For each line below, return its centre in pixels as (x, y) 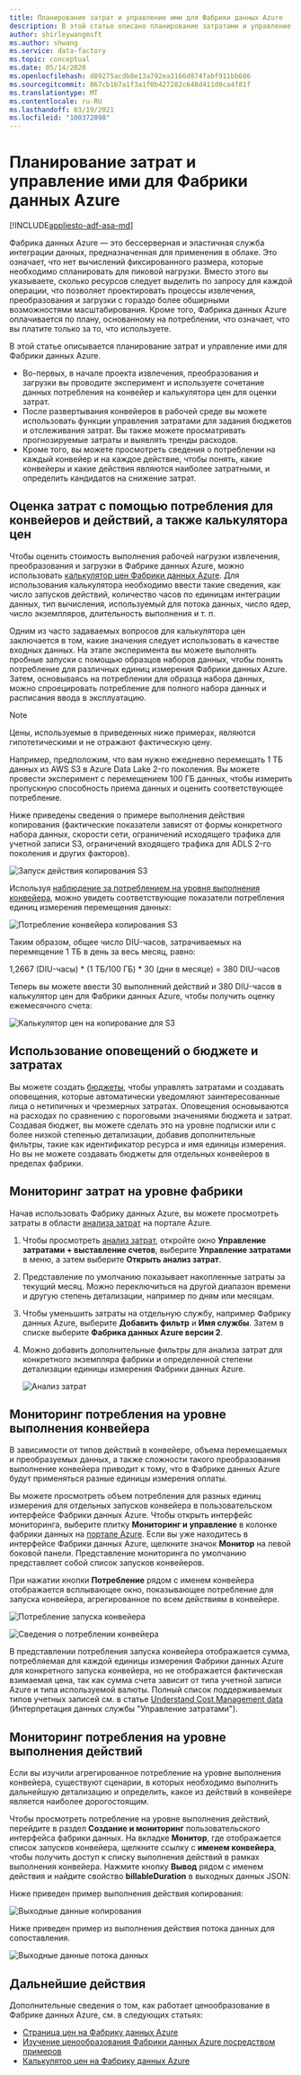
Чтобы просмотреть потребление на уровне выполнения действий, (140, 1819)
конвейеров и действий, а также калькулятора (149, 521)
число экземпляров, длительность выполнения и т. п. (112, 613)
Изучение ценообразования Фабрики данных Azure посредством (149, 2042)
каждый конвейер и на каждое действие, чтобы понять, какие (142, 459)
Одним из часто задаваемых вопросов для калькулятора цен (127, 631)
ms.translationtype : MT (54, 93)
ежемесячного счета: (51, 1005)
